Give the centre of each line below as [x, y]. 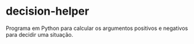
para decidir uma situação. [40, 34]
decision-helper [48, 11]
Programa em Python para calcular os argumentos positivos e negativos [97, 28]
